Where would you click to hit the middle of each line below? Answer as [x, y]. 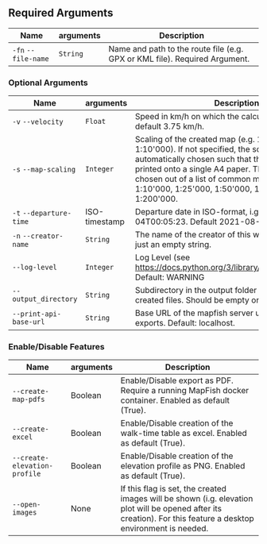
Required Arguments [61, 13]
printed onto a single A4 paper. [193, 169]
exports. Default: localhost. [185, 323]
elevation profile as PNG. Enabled [183, 466]
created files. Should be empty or [197, 300]
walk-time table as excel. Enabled [184, 434]
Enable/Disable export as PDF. [177, 380]
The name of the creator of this [193, 235]
